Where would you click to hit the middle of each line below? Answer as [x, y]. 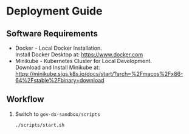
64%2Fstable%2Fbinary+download [60, 80]
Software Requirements [52, 34]
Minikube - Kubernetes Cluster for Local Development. [83, 61]
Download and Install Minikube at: [57, 67]
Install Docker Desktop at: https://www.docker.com [79, 55]
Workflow [25, 99]
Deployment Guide [54, 11]
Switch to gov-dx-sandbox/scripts [57, 114]
